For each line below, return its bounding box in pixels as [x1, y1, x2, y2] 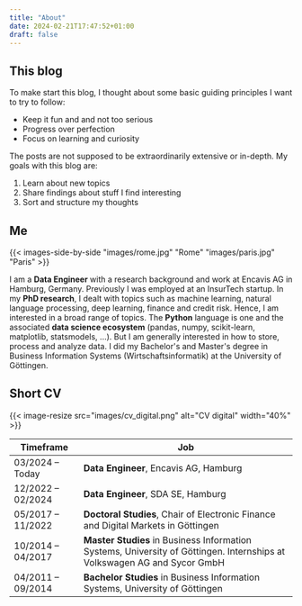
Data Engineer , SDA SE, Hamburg [84, 487, 226, 500]
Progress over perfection [22, 123, 115, 135]
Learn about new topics [22, 177, 111, 189]
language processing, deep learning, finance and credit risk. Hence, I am [9, 303, 280, 313]
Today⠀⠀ [13, 467, 54, 480]
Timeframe [20, 440, 69, 453]
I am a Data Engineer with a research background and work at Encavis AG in [9, 274, 293, 285]
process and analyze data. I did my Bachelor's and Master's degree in [9, 341, 268, 351]
